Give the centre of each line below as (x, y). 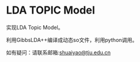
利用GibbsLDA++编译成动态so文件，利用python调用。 (72, 40)
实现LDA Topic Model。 (35, 27)
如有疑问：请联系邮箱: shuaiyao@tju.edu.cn (58, 52)
